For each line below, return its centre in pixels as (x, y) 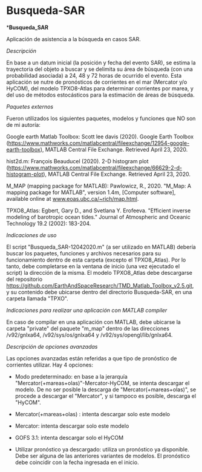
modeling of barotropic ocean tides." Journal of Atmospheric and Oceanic (98, 217)
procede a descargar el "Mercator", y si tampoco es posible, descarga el (106, 396)
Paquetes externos (30, 106)
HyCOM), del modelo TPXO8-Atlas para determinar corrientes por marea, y (100, 88)
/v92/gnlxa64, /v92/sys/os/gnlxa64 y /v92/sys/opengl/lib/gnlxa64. (90, 335)
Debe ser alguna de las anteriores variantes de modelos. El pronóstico (103, 456)
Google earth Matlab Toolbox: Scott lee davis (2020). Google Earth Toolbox (100, 137)
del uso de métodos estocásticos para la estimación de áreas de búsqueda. (100, 95)
